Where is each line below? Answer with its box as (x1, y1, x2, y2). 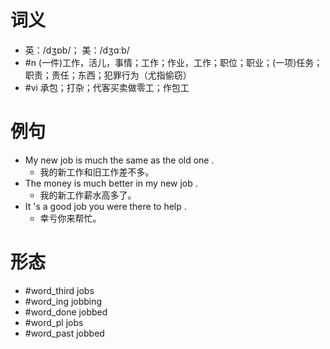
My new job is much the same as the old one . (24, 154, 215, 166)
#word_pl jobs (24, 316, 84, 328)
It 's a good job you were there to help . (24, 200, 187, 212)
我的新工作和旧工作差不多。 (39, 166, 155, 178)
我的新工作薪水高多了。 (39, 189, 137, 201)
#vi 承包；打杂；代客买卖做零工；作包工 (24, 81, 190, 93)
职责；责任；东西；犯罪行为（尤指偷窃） (24, 69, 192, 81)
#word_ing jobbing (24, 295, 103, 307)
